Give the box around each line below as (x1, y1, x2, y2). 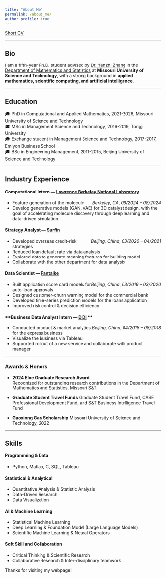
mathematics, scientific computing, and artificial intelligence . (5, 78, 134, 84)
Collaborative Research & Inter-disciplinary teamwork (12, 557, 121, 563)
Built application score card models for (12, 281, 91, 287)
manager (12, 346, 31, 352)
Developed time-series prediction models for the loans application (12, 297, 147, 303)
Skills (5, 439, 22, 447)
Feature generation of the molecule (12, 199, 84, 206)
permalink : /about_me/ (5, 12, 52, 17)
